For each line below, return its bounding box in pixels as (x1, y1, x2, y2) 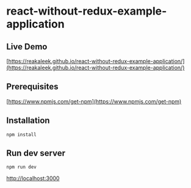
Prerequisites (6, 82, 59, 92)
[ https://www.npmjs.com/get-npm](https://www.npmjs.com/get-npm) (6, 97, 182, 105)
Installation (6, 116, 50, 126)
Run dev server (6, 148, 66, 159)
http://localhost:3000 (6, 175, 60, 182)
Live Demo (6, 41, 48, 52)
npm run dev (6, 164, 37, 170)
